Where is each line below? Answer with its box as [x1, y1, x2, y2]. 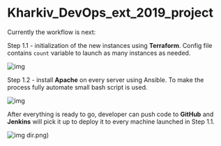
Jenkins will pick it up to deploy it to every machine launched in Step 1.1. [7, 117, 215, 126]
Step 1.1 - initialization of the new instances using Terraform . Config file [7, 41, 213, 49]
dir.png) [26, 131, 49, 139]
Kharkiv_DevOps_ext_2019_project [7, 5, 214, 21]
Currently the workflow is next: [7, 28, 96, 36]
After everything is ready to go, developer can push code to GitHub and [7, 110, 214, 118]
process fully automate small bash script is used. [7, 83, 148, 91]
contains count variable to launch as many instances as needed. [7, 49, 191, 57]
